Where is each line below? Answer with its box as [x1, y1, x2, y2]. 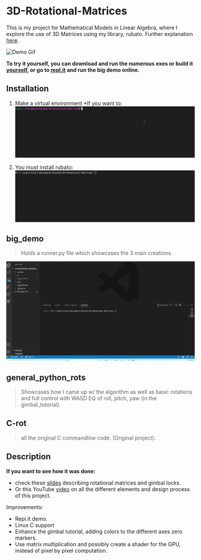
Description [6, 452, 51, 462]
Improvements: [6, 503, 44, 510]
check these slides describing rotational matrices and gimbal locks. [14, 479, 181, 486]
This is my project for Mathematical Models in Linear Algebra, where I [6, 24, 178, 31]
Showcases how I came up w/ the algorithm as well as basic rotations [20, 388, 193, 395]
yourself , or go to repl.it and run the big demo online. [6, 66, 140, 73]
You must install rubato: [14, 164, 74, 171]
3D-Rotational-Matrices [6, 4, 127, 18]
